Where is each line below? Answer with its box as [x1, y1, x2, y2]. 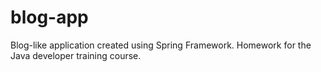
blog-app [10, 6, 89, 29]
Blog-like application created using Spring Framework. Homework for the [10, 39, 312, 51]
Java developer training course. [10, 49, 142, 61]
